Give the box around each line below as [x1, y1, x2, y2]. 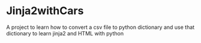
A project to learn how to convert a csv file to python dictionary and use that [6, 24, 195, 31]
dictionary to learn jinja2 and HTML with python [6, 29, 124, 37]
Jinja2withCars [6, 4, 84, 18]
